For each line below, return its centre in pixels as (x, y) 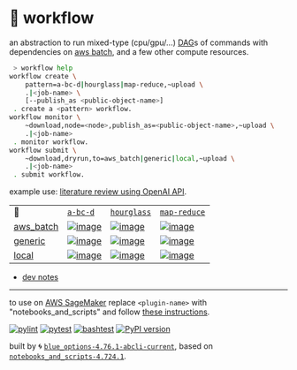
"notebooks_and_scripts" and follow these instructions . (110, 312)
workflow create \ (43, 76)
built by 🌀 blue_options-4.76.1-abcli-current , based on (111, 346)
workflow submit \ (43, 150)
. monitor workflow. (51, 142)
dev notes (40, 277)
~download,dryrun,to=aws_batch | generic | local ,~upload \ (130, 158)
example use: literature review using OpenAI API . (98, 192)
